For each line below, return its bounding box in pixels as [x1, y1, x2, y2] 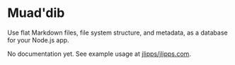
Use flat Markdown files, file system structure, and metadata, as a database [7, 28, 228, 37]
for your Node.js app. [7, 35, 69, 44]
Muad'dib [7, 5, 65, 21]
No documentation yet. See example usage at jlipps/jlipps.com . [7, 49, 191, 58]
